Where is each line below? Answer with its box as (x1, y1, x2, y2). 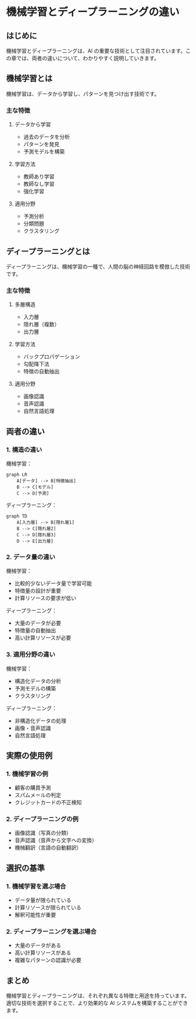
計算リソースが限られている (14, 904, 82, 911)
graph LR (6, 472, 28, 477)
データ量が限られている (14, 897, 72, 904)
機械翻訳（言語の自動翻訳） (14, 844, 82, 851)
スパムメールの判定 (14, 791, 62, 799)
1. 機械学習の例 (6, 770, 49, 778)
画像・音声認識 (14, 724, 51, 731)
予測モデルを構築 (23, 148, 65, 155)
